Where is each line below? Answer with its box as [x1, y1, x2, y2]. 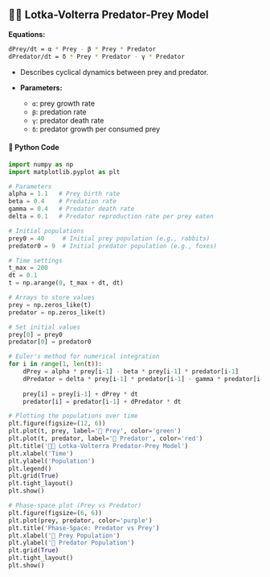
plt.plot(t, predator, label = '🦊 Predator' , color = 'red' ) [8, 434, 203, 443]
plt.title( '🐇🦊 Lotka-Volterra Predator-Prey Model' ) [8, 442, 189, 450]
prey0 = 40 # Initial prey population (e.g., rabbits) [8, 235, 211, 243]
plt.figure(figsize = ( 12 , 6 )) [8, 420, 106, 428]
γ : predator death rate [31, 115, 104, 125]
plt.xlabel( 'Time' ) [8, 449, 74, 458]
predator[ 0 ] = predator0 [8, 338, 92, 347]
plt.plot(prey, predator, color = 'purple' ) [8, 517, 153, 525]
